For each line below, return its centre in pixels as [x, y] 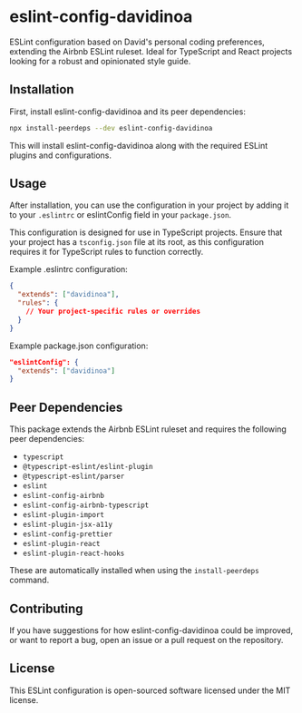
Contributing [46, 608]
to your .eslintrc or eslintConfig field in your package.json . [121, 215]
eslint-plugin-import [63, 515]
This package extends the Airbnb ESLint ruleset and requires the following [148, 429]
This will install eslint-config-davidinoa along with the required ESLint [139, 145]
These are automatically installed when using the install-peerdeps [135, 571]
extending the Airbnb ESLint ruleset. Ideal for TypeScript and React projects [151, 51]
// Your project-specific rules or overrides [113, 312]
